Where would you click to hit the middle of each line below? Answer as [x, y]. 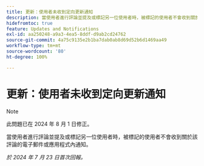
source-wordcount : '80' [36, 51]
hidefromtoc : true [29, 23]
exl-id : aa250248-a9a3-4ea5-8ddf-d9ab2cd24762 [66, 35]
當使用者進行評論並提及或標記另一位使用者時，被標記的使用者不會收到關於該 [102, 136]
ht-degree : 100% [27, 57]
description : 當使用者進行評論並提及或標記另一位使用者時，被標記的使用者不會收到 [99, 18]
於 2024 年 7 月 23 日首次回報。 [46, 157]
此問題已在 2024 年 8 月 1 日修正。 [49, 124]
